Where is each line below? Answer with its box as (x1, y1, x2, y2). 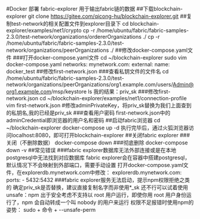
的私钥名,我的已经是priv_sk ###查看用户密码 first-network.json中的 (6, 109, 171, 116)
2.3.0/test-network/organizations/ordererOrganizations (6, 33, 142, 40)
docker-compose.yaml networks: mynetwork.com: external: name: (6, 61, 170, 67)
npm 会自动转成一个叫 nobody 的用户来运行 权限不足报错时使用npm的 (21, 199, 194, 206)
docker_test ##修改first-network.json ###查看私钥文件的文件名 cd (6, 68, 169, 75)
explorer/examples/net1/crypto (6, 27, 82, 34)
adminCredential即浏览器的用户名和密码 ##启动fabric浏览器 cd (6, 117, 161, 124)
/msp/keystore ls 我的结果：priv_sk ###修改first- (51, 88, 171, 95)
